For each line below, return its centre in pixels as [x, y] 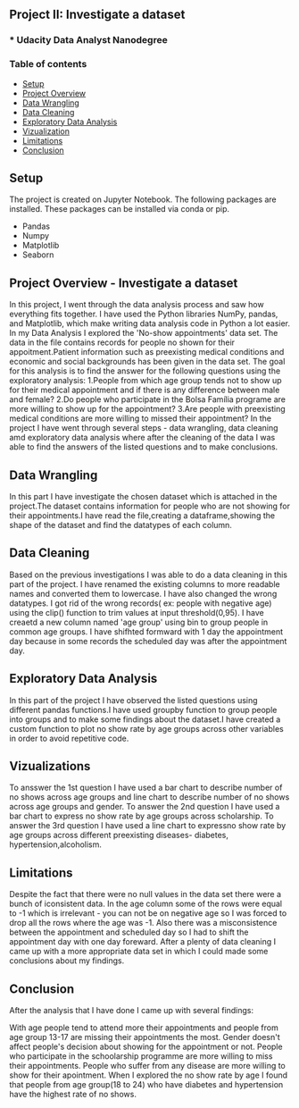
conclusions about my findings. [67, 961]
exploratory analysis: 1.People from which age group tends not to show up [146, 381]
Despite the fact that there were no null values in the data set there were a [145, 894]
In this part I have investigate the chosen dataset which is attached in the [143, 497]
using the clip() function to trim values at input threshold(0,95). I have [137, 612]
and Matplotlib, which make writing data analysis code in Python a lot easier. [150, 323]
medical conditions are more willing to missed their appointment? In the [141, 418]
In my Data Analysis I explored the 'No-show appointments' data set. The [144, 333]
